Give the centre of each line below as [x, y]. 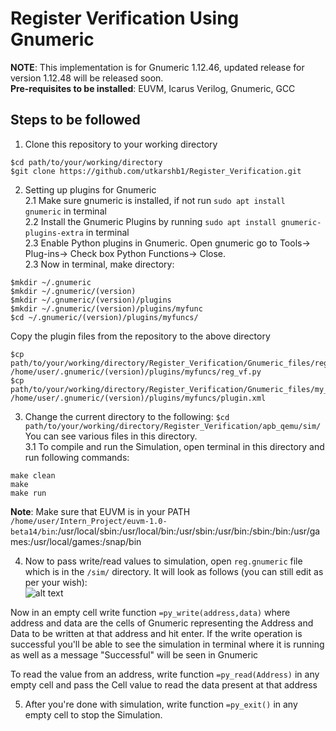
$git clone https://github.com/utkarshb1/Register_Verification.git [156, 171]
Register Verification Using [125, 18]
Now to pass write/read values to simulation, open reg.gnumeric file [163, 561]
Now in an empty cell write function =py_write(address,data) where [150, 612]
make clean [33, 475]
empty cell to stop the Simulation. [93, 714]
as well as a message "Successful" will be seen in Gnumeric [134, 654]
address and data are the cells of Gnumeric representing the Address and [162, 623]
